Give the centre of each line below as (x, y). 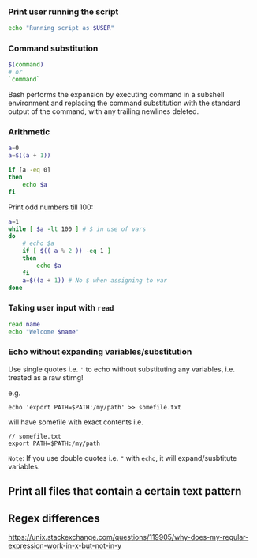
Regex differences (54, 518)
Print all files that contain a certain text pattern (125, 491)
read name (24, 324)
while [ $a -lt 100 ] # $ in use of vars (77, 229)
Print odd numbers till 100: (51, 207)
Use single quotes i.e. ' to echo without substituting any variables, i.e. (121, 369)
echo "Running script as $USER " (61, 28)
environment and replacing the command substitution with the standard (124, 103)
